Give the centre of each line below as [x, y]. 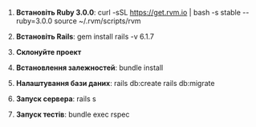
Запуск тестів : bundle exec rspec [73, 114]
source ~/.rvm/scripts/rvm [98, 21]
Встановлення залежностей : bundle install [89, 68]
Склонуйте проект [49, 52]
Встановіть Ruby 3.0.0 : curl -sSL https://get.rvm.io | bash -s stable [128, 12]
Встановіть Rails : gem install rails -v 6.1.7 [85, 37]
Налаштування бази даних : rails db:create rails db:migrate [115, 83]
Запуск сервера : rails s [56, 99]
